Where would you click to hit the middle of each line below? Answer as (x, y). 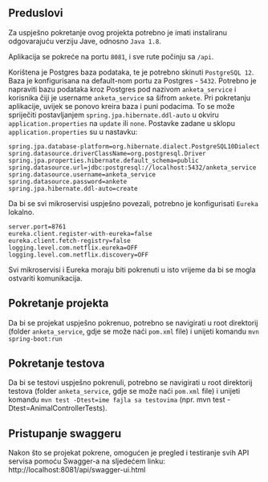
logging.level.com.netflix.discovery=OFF (79, 255)
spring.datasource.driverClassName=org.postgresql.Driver (107, 153)
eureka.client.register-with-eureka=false (80, 233)
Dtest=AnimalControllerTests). (58, 408)
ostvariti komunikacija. (45, 278)
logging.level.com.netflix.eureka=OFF (73, 248)
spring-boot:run (35, 339)
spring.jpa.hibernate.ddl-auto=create (73, 188)
